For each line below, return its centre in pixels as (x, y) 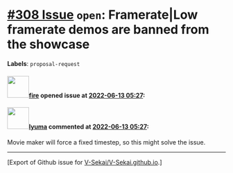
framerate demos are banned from (108, 30)
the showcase (49, 44)
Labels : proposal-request (44, 63)
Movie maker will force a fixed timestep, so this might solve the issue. (106, 142)
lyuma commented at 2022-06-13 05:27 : (89, 127)
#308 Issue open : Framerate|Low (103, 15)
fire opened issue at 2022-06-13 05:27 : (87, 95)
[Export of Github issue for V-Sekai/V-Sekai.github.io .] (85, 162)
